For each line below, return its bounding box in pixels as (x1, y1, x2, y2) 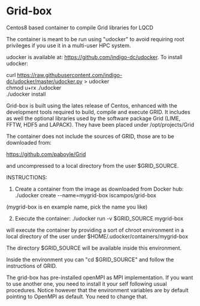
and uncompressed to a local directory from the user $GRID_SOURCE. (6, 162, 179, 169)
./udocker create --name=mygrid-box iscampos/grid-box (14, 191, 157, 198)
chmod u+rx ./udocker (6, 84, 62, 91)
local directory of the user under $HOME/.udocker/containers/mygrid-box (6, 232, 189, 240)
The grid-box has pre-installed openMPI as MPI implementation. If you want (6, 274, 193, 281)
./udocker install (6, 90, 46, 97)
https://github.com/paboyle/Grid (6, 151, 86, 158)
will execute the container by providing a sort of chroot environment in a (6, 226, 184, 234)
